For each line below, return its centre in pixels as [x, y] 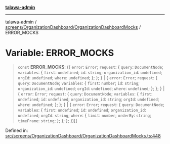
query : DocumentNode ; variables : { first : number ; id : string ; [79, 83]
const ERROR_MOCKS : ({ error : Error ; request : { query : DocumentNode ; [90, 67]
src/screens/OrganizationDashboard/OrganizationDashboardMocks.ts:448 [83, 135]
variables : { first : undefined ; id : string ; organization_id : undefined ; [90, 72]
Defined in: [17, 130]
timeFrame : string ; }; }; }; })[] [47, 120]
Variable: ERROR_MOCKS [60, 53]
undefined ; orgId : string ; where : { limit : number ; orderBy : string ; [84, 115]
